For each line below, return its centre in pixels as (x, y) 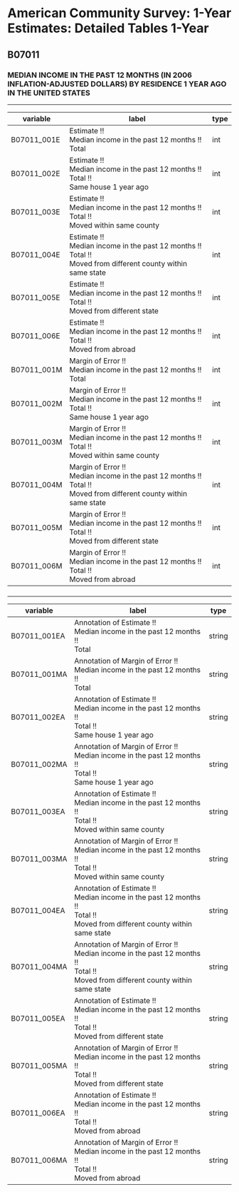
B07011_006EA (38, 1113)
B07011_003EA (38, 811)
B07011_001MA (39, 674)
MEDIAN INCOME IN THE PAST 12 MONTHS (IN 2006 (100, 75)
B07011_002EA (38, 717)
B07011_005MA (39, 1066)
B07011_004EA (38, 910)
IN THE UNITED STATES (49, 93)
